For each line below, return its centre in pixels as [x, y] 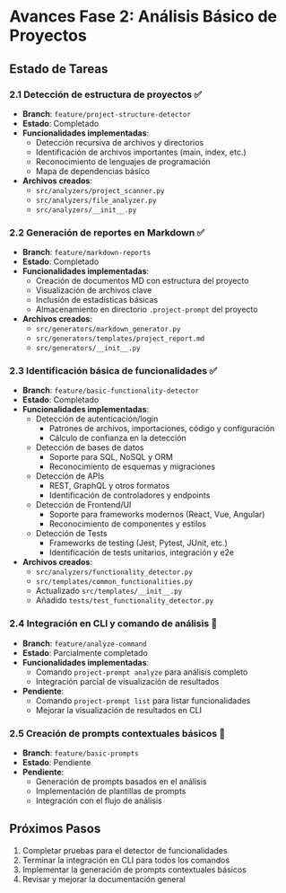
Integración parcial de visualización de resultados [127, 681]
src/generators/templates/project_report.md [120, 339]
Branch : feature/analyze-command [85, 643]
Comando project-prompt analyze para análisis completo [142, 672]
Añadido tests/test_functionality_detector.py [124, 600]
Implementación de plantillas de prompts [111, 791]
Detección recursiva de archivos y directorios [120, 142]
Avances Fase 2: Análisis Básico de [143, 17]
